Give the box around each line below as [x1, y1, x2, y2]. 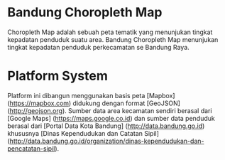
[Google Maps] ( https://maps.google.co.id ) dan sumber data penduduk [7, 114, 215, 122]
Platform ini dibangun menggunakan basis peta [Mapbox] [7, 91, 175, 100]
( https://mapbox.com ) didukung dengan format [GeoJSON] [7, 99, 181, 107]
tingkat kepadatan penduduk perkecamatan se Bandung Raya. [7, 43, 190, 51]
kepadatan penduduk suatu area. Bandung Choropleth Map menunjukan [7, 35, 219, 43]
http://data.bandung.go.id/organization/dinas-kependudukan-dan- [9, 137, 204, 145]
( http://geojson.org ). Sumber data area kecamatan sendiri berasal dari [7, 106, 212, 114]
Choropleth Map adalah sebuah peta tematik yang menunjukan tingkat [7, 28, 213, 36]
